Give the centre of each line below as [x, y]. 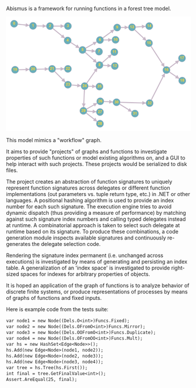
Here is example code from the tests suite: [57, 309]
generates [18, 244]
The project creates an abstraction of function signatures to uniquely [89, 181]
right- [178, 268]
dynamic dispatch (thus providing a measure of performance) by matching [96, 212]
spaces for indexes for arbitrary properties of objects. [85, 274]
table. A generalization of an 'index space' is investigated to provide [88, 268]
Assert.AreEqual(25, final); [42, 379]
